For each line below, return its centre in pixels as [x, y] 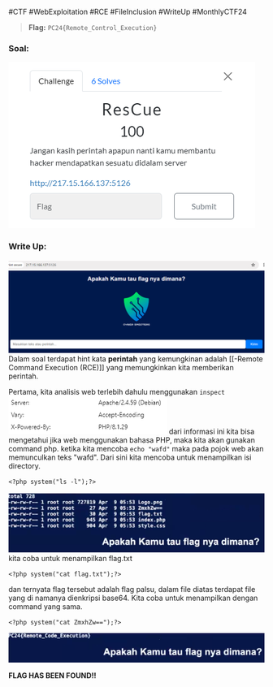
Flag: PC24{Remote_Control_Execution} [93, 27]
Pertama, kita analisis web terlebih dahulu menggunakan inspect [117, 391]
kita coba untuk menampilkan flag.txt [70, 559]
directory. [24, 465]
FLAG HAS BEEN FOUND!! [52, 676]
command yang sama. [45, 607]
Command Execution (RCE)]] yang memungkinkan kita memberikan [121, 367]
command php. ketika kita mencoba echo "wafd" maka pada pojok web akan [136, 448]
